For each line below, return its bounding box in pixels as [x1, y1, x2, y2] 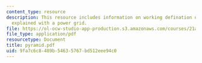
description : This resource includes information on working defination [6, 14, 192, 20]
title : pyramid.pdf [6, 43, 55, 49]
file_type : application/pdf [6, 31, 77, 37]
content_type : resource [6, 8, 66, 15]
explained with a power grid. [11, 20, 87, 26]
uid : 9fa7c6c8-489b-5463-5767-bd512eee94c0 [6, 48, 117, 54]
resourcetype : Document [6, 37, 66, 43]
